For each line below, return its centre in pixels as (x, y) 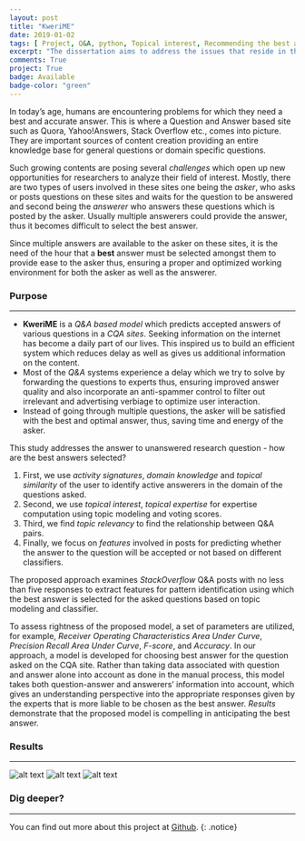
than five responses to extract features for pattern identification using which (152, 589)
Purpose (29, 295)
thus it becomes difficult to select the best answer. (104, 225)
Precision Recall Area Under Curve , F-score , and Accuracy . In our (133, 646)
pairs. (33, 533)
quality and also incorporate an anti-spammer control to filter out (144, 391)
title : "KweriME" (42, 26)
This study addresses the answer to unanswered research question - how (148, 447)
